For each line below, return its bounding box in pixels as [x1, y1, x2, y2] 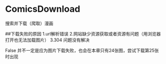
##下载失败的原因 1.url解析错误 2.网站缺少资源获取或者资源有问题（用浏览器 [5, 31, 161, 36]
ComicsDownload [5, 3, 81, 15]
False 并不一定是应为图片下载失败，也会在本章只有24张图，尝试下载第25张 [5, 47, 159, 53]
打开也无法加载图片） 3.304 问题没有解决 [5, 37, 90, 43]
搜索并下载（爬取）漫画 [5, 20, 53, 26]
